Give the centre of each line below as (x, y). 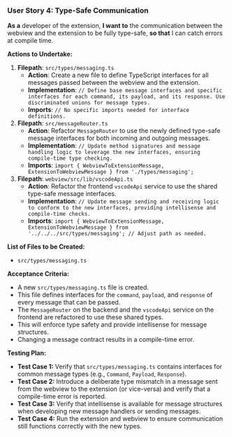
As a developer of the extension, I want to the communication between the (115, 26)
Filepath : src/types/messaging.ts (66, 68)
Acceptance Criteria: (38, 274)
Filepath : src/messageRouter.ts (63, 123)
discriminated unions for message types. (89, 103)
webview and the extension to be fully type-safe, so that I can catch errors (115, 33)
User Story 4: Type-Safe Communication (78, 11)
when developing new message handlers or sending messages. (109, 411)
